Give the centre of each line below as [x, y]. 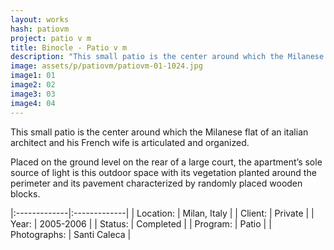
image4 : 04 [33, 103]
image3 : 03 [33, 94]
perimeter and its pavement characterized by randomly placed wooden [156, 183]
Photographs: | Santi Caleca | [71, 234]
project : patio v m [51, 38]
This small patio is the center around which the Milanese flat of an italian [159, 132]
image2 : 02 [33, 85]
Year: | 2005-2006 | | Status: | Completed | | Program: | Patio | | [141, 223]
